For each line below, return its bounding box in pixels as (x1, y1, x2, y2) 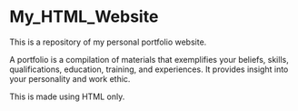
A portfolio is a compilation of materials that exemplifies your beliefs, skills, (9, 54, 289, 65)
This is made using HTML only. (9, 91, 125, 102)
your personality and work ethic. (9, 73, 131, 84)
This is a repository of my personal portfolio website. (9, 36, 207, 47)
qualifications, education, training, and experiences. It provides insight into (9, 64, 289, 75)
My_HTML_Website (9, 6, 159, 27)
